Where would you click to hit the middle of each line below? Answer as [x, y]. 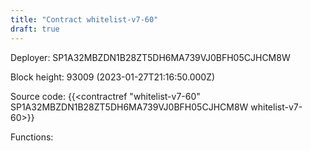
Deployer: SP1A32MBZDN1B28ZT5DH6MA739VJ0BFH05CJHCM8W [150, 57]
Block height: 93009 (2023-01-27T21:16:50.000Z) [113, 77]
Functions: [32, 137]
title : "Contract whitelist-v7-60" [84, 19]
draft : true [35, 29]
